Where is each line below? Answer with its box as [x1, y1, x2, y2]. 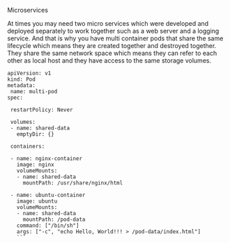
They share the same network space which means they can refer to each [7, 49, 217, 57]
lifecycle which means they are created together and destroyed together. [7, 42, 217, 49]
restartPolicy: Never [10, 107, 73, 113]
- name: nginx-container [10, 155, 82, 162]
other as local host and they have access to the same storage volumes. [7, 56, 211, 65]
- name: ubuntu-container [10, 191, 86, 198]
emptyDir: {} [16, 131, 54, 138]
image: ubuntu [16, 198, 58, 205]
